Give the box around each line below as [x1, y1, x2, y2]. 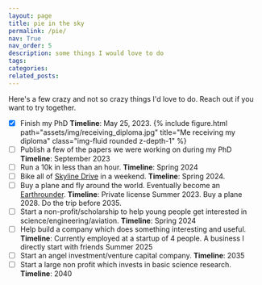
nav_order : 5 [8, 42, 52, 50]
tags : [8, 57, 27, 65]
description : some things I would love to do [8, 49, 164, 57]
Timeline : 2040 [19, 269, 73, 279]
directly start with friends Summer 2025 [19, 242, 153, 252]
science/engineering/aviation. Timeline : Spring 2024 [19, 216, 197, 225]
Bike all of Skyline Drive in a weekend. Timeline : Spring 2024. [19, 171, 226, 181]
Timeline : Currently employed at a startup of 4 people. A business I [19, 233, 244, 243]
